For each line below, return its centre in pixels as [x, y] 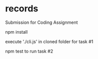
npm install [16, 32]
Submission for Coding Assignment [41, 22]
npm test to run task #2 [29, 51]
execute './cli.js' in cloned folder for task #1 [49, 41]
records [22, 9]
